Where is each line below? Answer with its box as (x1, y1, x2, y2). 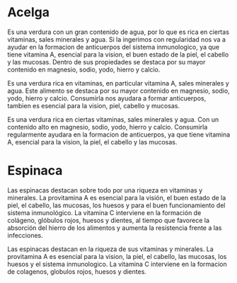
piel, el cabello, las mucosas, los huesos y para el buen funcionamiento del (7, 201, 226, 209)
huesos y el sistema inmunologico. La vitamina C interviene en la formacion (7, 260, 228, 268)
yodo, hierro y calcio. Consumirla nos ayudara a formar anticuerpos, (7, 93, 207, 103)
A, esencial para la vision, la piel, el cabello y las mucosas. (7, 137, 178, 146)
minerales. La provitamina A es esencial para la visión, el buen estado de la (7, 193, 226, 202)
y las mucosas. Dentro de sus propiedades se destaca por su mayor (7, 57, 206, 66)
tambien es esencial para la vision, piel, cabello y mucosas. (7, 101, 180, 110)
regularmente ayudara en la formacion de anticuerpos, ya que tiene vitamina (7, 130, 231, 139)
